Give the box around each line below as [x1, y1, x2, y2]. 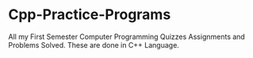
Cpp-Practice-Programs [8, 6, 171, 24]
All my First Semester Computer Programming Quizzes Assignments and [8, 32, 246, 41]
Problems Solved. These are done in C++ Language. [8, 40, 180, 49]
